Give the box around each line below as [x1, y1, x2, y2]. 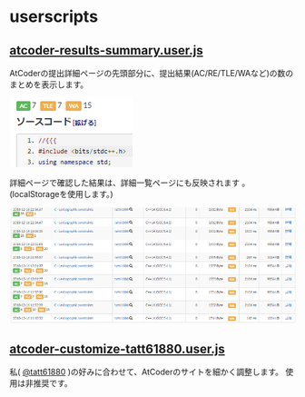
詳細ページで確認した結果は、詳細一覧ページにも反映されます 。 [9, 177, 251, 188]
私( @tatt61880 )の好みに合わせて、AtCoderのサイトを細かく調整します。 [9, 366, 284, 377]
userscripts [9, 6, 98, 27]
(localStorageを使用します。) [9, 189, 113, 199]
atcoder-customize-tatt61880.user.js [9, 341, 225, 356]
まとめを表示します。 [9, 79, 89, 90]
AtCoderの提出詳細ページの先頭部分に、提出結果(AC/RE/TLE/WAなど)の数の [9, 68, 294, 78]
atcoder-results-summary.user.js [9, 43, 203, 58]
